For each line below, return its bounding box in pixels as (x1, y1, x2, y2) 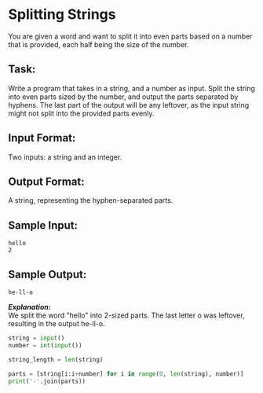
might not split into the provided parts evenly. (8, 108, 155, 118)
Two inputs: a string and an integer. (8, 152, 122, 162)
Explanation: (8, 303, 51, 311)
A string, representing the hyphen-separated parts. (8, 196, 174, 205)
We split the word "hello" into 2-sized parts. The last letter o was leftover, (8, 310, 245, 320)
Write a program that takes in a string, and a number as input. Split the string (8, 83, 255, 93)
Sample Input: (8, 219, 79, 232)
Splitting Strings (8, 6, 116, 24)
